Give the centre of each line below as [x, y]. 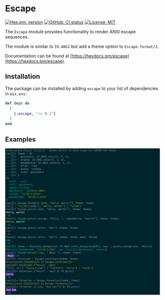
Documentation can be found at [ [39, 56]
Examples [20, 139]
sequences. [17, 37]
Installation [23, 77]
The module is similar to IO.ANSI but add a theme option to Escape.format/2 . [82, 46]
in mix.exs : [16, 93]
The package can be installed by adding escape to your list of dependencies [82, 88]
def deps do [17, 103]
